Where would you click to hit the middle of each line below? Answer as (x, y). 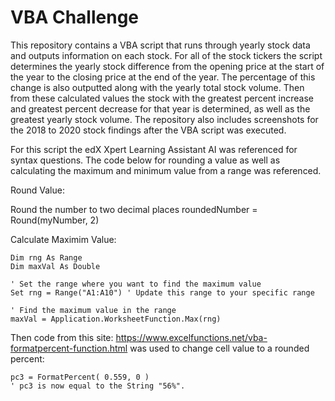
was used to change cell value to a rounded (219, 348)
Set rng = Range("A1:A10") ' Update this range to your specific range (162, 292)
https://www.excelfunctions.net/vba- (191, 337)
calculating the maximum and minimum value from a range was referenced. (166, 170)
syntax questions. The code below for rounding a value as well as (145, 160)
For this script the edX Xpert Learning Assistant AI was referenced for (154, 149)
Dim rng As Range (46, 257)
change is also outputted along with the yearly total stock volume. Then (157, 87)
